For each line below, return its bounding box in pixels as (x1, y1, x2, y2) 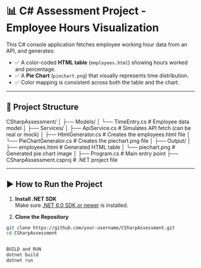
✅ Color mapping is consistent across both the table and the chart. (14, 79, 179, 86)
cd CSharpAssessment (6, 230, 58, 236)
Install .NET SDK (14, 195, 57, 202)
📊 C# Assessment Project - (6, 4, 147, 18)
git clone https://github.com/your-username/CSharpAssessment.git (6, 225, 175, 231)
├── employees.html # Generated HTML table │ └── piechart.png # (6, 143, 175, 150)
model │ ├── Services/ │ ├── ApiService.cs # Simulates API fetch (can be (6, 124, 191, 131)
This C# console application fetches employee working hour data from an (6, 41, 187, 48)
